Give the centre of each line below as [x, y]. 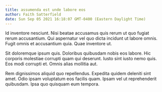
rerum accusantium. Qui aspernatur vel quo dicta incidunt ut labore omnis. [81, 38]
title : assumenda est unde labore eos [45, 10]
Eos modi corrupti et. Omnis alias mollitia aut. [52, 64]
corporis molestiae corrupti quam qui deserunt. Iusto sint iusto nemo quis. [81, 59]
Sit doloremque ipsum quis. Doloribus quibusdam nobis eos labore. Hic [78, 53]
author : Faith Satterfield [33, 14]
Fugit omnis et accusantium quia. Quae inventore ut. [59, 44]
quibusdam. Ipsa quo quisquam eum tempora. [52, 84]
